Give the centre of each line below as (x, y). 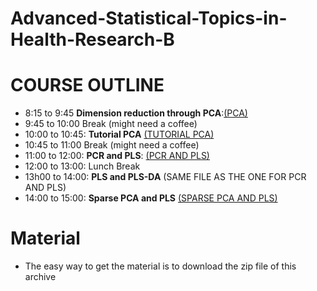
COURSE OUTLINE (87, 85)
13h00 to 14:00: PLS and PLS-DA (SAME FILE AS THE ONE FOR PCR (165, 177)
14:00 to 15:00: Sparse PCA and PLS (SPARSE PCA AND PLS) (151, 198)
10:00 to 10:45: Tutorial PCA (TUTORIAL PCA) (119, 134)
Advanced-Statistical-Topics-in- (149, 18)
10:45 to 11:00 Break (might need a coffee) (112, 145)
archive (40, 277)
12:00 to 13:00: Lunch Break (82, 166)
